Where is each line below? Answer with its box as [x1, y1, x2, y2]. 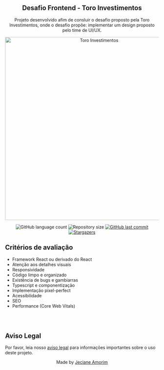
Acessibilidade [12, 292, 42, 298]
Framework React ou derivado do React [12, 256, 92, 262]
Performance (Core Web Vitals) [12, 303, 76, 309]
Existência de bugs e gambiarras [12, 277, 78, 283]
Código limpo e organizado [12, 272, 67, 278]
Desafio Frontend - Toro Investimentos [21, 4, 143, 12]
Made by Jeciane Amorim [56, 359, 108, 365]
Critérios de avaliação [5, 244, 73, 252]
